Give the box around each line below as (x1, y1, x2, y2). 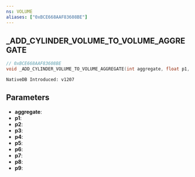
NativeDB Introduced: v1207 (6, 77, 75, 83)
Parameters (6, 92, 50, 103)
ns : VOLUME (6, 8, 33, 15)
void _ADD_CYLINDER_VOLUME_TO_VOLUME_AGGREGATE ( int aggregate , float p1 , (6, 66, 190, 72)
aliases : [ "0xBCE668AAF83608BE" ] (6, 14, 88, 20)
